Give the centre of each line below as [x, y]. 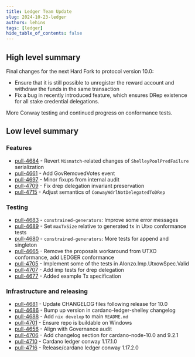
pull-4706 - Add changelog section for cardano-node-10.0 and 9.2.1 [96, 335]
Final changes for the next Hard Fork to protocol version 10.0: [80, 71]
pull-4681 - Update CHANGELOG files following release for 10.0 [91, 304]
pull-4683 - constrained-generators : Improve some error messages [96, 220]
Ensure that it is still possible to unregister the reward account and [94, 82]
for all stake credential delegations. [57, 101]
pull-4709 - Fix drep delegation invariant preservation [79, 186]
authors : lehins [26, 22]
